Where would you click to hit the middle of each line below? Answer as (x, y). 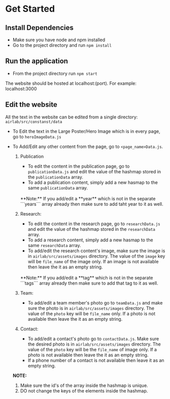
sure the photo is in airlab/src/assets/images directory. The (91, 308)
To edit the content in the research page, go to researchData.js (94, 224)
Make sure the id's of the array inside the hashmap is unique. (84, 385)
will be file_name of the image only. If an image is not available (93, 261)
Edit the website (31, 105)
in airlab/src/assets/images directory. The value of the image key (96, 256)
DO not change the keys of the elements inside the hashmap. (84, 391)
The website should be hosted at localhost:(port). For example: (71, 83)
